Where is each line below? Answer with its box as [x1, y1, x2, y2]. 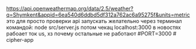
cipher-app [6, 37, 34, 43]
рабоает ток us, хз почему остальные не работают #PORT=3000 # [6, 30, 177, 37]
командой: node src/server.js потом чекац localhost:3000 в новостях [6, 24, 181, 31]
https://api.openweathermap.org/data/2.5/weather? [6, 5, 134, 12]
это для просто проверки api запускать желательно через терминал [6, 18, 182, 24]
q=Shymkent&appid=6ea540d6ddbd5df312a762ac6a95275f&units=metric [6, 11, 190, 18]
